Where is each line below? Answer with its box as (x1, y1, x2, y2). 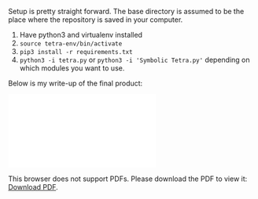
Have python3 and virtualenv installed (19, 31, 143, 39)
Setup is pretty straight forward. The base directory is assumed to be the (8, 7, 245, 16)
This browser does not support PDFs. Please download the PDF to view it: (8, 174, 248, 183)
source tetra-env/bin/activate (19, 40, 123, 48)
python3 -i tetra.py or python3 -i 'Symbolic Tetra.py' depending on (19, 55, 250, 64)
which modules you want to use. (19, 63, 125, 73)
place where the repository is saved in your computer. (8, 15, 183, 24)
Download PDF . (8, 183, 59, 191)
